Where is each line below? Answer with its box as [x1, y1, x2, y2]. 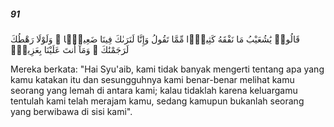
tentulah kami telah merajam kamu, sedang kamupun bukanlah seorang [10, 95, 305, 107]
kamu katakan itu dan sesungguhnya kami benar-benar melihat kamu [10, 73, 295, 85]
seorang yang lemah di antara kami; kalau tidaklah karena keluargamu [10, 84, 298, 96]
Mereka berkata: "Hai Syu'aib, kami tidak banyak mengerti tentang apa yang [10, 63, 325, 75]
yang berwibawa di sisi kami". [10, 105, 133, 117]
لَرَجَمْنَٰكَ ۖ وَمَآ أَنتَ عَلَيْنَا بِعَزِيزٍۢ [10, 43, 130, 55]
